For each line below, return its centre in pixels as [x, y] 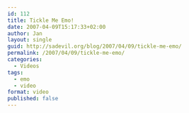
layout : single [30, 40]
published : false [33, 99]
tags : [15, 72]
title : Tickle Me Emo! [41, 20]
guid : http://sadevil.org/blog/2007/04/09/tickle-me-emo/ [94, 46]
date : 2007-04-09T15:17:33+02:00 [57, 27]
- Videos [27, 66]
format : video [28, 92]
